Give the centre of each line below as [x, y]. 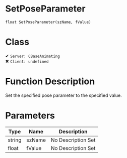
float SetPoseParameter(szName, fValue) [48, 22]
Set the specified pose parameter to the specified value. [63, 95]
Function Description [50, 82]
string [15, 140]
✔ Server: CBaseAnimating [33, 56]
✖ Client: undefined [27, 61]
